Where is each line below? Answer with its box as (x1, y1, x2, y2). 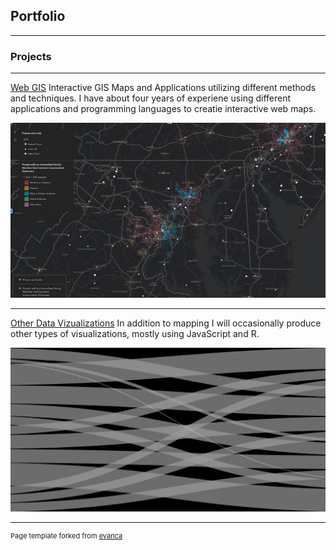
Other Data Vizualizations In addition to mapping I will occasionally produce (10, 317, 322, 329)
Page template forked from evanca (10, 531, 123, 541)
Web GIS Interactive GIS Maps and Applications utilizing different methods (10, 82, 317, 94)
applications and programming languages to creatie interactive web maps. (10, 103, 317, 115)
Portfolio (10, 8, 66, 25)
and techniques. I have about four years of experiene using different (10, 92, 292, 104)
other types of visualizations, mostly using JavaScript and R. (10, 327, 260, 339)
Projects (10, 49, 52, 63)
